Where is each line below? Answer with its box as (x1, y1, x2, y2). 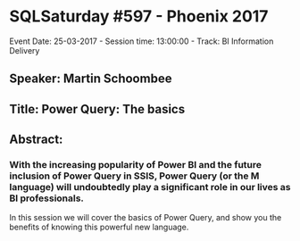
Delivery (9, 45, 40, 55)
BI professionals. (9, 192, 85, 204)
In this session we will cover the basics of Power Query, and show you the (9, 212, 282, 223)
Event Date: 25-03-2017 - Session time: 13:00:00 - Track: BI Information (9, 36, 274, 46)
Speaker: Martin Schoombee (9, 71, 172, 87)
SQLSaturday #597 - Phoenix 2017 (9, 6, 269, 27)
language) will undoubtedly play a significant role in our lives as (9, 181, 291, 194)
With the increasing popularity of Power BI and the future (9, 159, 262, 171)
